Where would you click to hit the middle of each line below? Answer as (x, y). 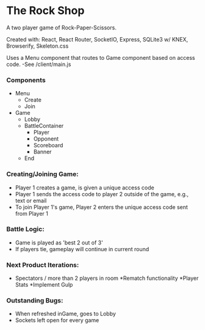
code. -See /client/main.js (39, 64)
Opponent (46, 139)
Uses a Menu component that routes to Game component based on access (101, 57)
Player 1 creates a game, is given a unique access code (85, 188)
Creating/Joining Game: (42, 174)
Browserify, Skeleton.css (38, 46)
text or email (31, 200)
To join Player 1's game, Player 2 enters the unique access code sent (101, 207)
